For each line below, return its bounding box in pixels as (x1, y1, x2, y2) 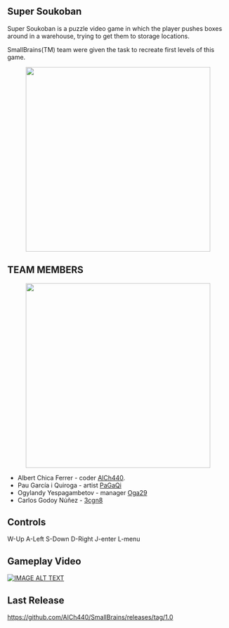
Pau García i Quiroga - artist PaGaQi (17, 481, 122, 489)
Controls (7, 516, 46, 528)
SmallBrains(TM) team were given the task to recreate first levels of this (7, 45, 215, 53)
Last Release (7, 594, 65, 606)
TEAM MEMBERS (7, 264, 84, 276)
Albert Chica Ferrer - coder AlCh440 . (17, 473, 126, 482)
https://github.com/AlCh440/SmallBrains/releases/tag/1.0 (7, 613, 174, 622)
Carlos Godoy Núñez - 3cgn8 (17, 496, 103, 504)
